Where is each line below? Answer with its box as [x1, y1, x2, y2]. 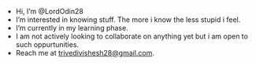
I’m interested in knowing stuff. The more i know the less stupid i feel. [15, 15, 241, 24]
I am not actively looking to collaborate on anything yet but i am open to [15, 31, 248, 41]
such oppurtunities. [15, 40, 80, 49]
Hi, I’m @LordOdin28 [15, 7, 84, 16]
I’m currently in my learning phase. [15, 23, 128, 32]
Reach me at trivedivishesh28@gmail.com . [15, 49, 155, 57]
